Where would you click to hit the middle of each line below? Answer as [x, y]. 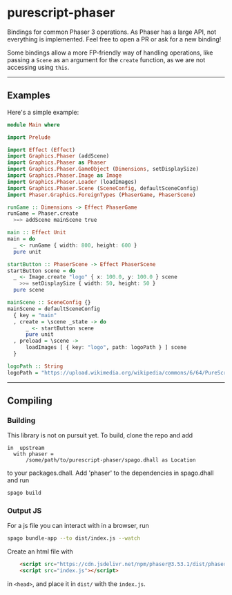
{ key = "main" [35, 315]
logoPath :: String [35, 366]
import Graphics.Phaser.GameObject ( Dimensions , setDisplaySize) [103, 169]
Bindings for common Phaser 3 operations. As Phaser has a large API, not [112, 32]
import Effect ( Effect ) [41, 150]
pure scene [29, 290]
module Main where [33, 125]
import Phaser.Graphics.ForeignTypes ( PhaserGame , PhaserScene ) [101, 195]
